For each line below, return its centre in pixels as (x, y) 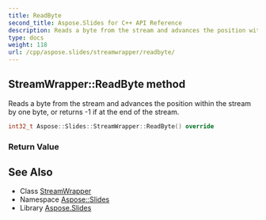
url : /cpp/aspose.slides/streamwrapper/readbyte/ (92, 52)
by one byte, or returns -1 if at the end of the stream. (94, 112)
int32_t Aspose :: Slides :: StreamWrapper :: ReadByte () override (111, 126)
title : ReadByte (35, 15)
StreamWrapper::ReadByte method (97, 84)
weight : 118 (28, 45)
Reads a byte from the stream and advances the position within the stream (130, 103)
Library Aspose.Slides (55, 208)
